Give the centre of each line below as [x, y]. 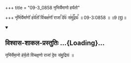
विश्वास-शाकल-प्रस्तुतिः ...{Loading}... [55, 43]
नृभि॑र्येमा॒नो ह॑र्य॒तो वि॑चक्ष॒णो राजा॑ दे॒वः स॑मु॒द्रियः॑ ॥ [40, 55]
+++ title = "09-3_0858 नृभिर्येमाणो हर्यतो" [43, 8]
